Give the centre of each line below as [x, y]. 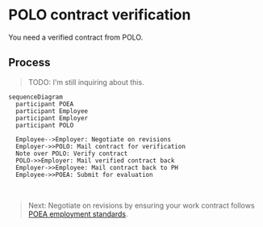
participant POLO [45, 125]
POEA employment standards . [78, 214]
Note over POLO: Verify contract [72, 153]
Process [29, 63]
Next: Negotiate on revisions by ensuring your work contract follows [142, 205]
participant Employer [52, 118]
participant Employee [52, 111]
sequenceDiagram [35, 97]
